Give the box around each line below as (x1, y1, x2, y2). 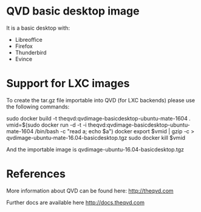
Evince (15, 55, 32, 62)
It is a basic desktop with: (6, 24, 70, 31)
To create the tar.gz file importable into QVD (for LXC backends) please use (6, 96, 196, 104)
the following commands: (6, 103, 70, 110)
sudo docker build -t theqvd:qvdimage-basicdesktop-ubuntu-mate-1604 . (6, 114, 191, 122)
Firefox (15, 42, 33, 50)
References (6, 167, 66, 181)
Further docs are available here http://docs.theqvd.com (6, 199, 145, 206)
